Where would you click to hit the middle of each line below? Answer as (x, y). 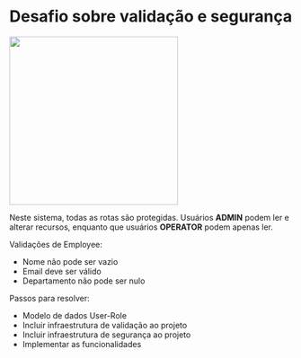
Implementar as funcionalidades (82, 344)
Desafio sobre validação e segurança (151, 17)
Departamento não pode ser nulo (84, 281)
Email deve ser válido (62, 271)
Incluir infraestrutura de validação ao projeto (105, 325)
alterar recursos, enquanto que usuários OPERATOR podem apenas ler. (142, 227)
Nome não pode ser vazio (70, 261)
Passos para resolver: (49, 298)
